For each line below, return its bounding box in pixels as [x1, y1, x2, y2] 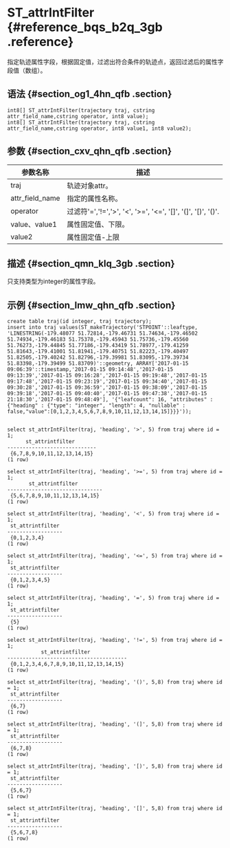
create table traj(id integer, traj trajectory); [7, 318, 152, 325]
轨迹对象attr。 [67, 181, 113, 190]
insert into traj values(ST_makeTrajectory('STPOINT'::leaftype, [7, 324, 198, 331]
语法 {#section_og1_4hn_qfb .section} [7, 88, 172, 100]
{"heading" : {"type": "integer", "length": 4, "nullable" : [7, 402, 186, 410]
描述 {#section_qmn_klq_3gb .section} [7, 258, 175, 269]
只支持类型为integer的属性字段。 [7, 277, 100, 286]
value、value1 [10, 219, 57, 229]
